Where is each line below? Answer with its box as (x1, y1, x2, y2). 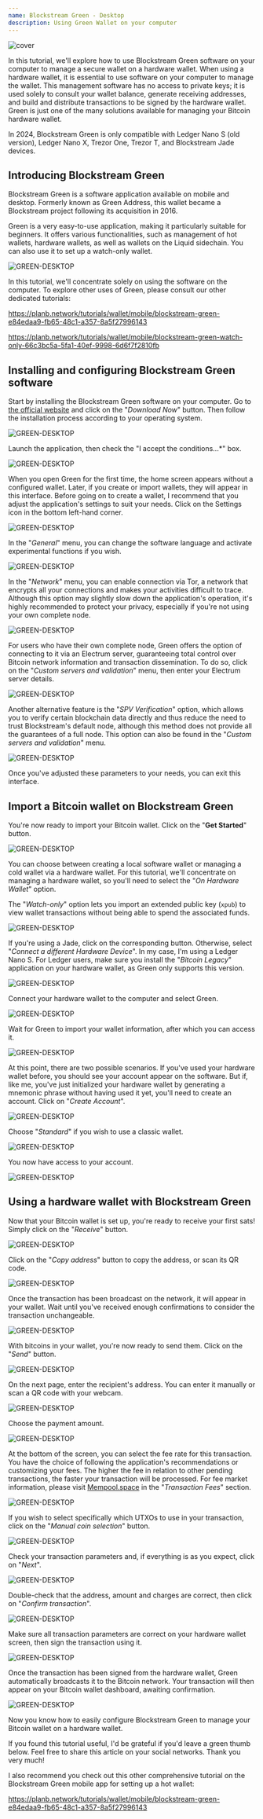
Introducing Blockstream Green (8, 168, 165, 182)
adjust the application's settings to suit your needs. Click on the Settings (8, 500, 242, 509)
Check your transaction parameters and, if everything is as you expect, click (8, 1551, 255, 1560)
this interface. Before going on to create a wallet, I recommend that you (8, 491, 239, 501)
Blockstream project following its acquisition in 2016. (8, 206, 178, 216)
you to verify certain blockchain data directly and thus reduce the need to (8, 713, 246, 723)
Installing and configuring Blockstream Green (8, 363, 236, 377)
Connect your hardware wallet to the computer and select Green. (8, 993, 218, 1003)
